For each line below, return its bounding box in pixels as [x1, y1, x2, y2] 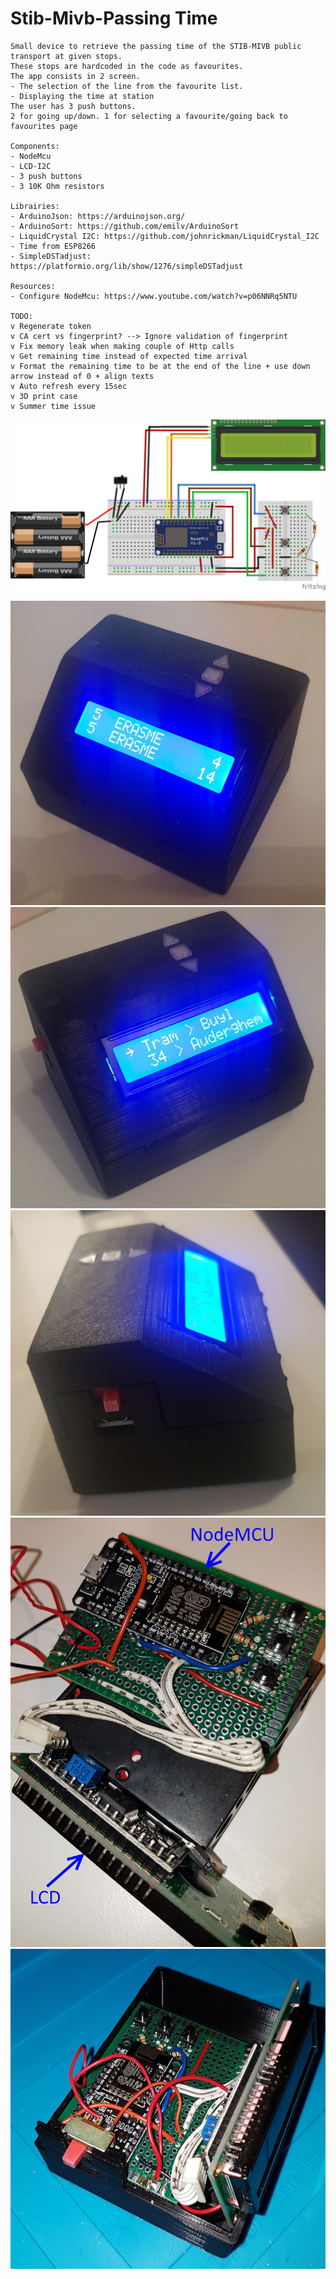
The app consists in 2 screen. [10, 71, 141, 81]
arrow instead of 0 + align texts [10, 371, 155, 381]
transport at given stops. [10, 51, 123, 61]
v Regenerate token [10, 321, 92, 331]
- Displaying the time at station [10, 91, 155, 101]
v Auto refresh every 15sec [10, 381, 128, 391]
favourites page [10, 121, 78, 131]
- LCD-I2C [10, 161, 52, 171]
